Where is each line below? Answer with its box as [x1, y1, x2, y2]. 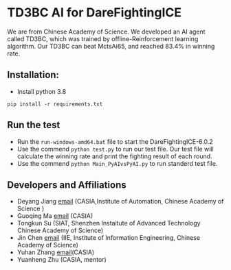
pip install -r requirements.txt [7, 101, 103, 108]
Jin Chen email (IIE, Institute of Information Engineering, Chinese [16, 234, 201, 242]
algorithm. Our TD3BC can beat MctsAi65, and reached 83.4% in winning [7, 42, 215, 50]
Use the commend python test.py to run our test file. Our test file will [16, 145, 214, 153]
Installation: [7, 69, 60, 81]
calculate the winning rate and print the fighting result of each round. [16, 152, 212, 160]
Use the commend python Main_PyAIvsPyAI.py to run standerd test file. [16, 159, 218, 167]
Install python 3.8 [16, 87, 67, 95]
